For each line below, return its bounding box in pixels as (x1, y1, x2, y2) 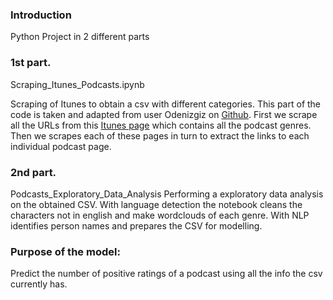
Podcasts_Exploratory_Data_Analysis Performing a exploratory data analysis (10, 188, 324, 200)
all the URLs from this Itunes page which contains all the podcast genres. (10, 119, 312, 131)
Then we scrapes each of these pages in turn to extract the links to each (10, 129, 310, 142)
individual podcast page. (10, 140, 112, 152)
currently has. (10, 278, 68, 290)
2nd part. (10, 165, 57, 179)
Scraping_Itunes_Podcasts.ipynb (10, 78, 145, 90)
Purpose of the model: (10, 244, 121, 258)
